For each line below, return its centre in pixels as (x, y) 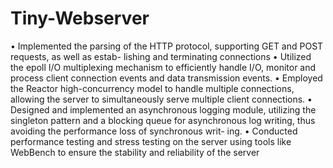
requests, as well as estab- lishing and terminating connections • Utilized (161, 56)
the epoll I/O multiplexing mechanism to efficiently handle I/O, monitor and (163, 67)
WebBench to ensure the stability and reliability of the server (135, 152)
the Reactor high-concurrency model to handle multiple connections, (152, 88)
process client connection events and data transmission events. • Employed (166, 78)
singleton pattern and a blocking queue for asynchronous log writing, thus (163, 120)
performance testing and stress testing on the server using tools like (151, 141)
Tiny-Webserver (80, 18)
